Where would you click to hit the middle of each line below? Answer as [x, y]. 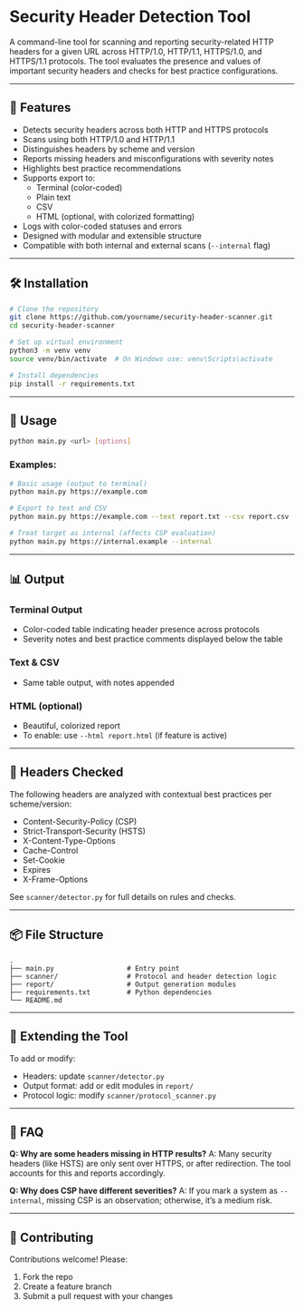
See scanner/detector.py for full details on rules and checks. [123, 896]
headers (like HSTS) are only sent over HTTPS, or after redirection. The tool [150, 1164]
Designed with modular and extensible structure [112, 235]
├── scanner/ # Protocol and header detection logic [143, 976]
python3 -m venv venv [50, 351]
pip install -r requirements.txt [72, 384]
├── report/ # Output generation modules [123, 984]
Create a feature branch [67, 1286]
